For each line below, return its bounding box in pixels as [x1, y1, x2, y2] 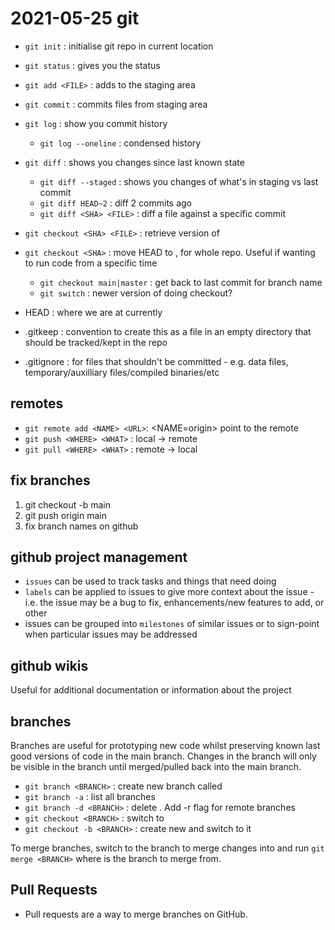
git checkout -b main [24, 498, 112, 511]
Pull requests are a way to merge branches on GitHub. [24, 908, 248, 920]
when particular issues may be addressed [24, 628, 198, 641]
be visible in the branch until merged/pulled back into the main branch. [10, 761, 302, 772]
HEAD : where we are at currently [24, 306, 163, 318]
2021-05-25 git [10, 7, 140, 30]
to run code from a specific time [24, 257, 158, 269]
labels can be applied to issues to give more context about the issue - [24, 586, 315, 598]
